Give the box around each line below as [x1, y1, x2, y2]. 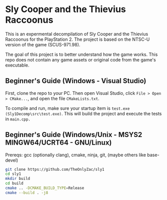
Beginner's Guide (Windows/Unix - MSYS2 [5, 130, 142, 139]
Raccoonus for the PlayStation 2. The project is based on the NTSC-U [5, 36, 150, 42]
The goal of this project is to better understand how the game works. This [5, 51, 158, 57]
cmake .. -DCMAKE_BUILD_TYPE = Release [5, 185, 85, 191]
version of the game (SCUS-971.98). [5, 41, 80, 47]
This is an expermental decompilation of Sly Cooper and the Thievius [5, 31, 148, 37]
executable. [5, 62, 30, 68]
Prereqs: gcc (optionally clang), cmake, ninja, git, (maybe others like [5, 152, 146, 158]
